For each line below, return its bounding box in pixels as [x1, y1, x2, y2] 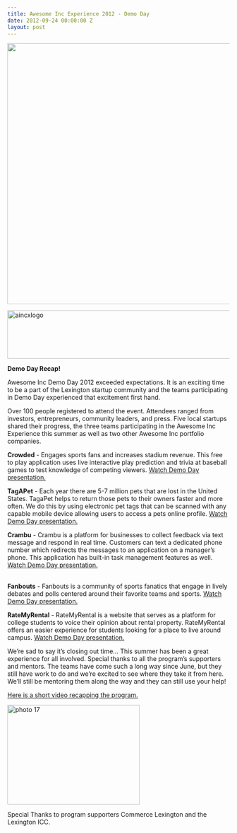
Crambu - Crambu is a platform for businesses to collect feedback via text [7, 531, 224, 539]
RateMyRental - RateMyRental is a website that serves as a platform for [7, 611, 217, 619]
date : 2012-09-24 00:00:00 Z [7, 17, 93, 24]
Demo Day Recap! [7, 364, 61, 373]
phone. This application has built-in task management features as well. [7, 553, 213, 562]
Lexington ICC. [7, 818, 51, 827]
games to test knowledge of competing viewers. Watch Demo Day [7, 466, 200, 474]
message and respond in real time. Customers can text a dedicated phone [7, 539, 223, 547]
